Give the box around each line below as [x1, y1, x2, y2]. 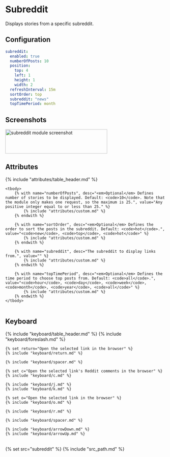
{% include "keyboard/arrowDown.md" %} [5, 426, 90, 432]
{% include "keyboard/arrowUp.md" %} [5, 431, 86, 436]
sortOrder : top [10, 92, 42, 97]
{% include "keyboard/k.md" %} [5, 386, 72, 391]
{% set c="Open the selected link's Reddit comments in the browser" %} [5, 368, 163, 374]
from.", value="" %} [5, 253, 49, 258]
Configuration [5, 35, 51, 44]
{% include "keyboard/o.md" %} [5, 400, 72, 405]
